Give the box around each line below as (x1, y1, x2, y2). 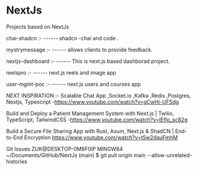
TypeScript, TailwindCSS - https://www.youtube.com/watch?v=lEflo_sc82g (6, 116, 188, 123)
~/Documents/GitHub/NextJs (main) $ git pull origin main (6, 152, 146, 159)
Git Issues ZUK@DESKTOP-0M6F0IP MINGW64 (6, 145, 123, 152)
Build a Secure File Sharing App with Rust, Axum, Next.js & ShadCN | (6, 127, 174, 134)
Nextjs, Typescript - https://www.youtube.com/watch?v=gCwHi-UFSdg (6, 98, 179, 105)
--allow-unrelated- (146, 152, 193, 159)
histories (6, 158, 28, 165)
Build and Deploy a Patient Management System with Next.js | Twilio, (6, 110, 174, 117)
